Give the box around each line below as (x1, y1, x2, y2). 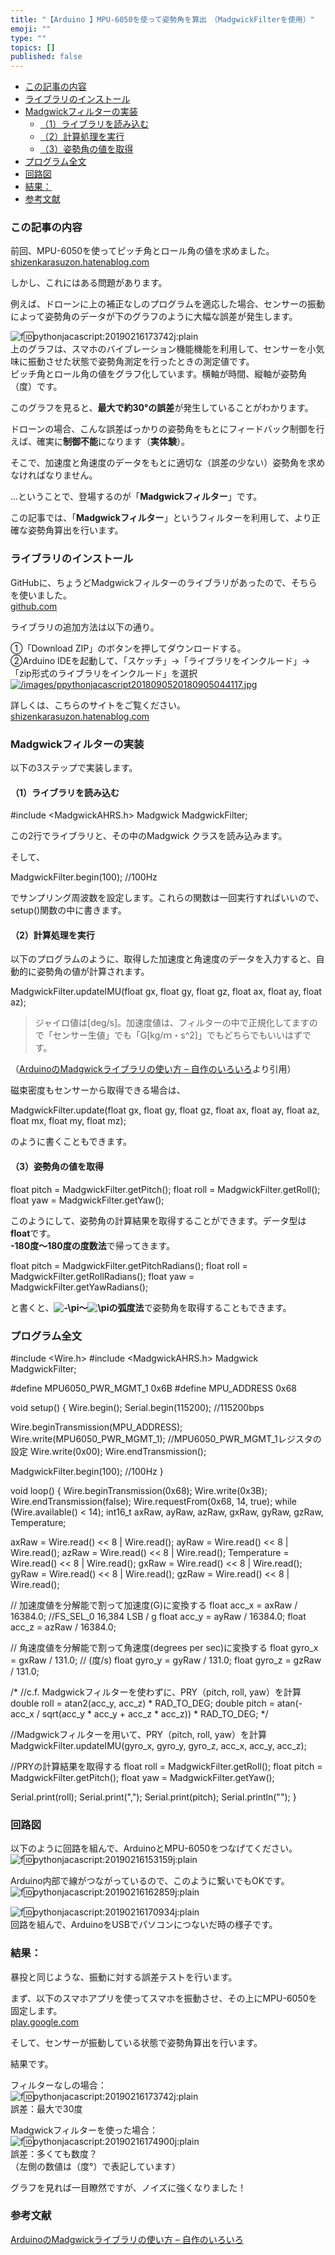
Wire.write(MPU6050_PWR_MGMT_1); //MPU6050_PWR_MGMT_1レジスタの (10, 1432, 322, 1445)
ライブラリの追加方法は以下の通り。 (10, 621, 160, 633)
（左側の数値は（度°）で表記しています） (10, 2160, 181, 2172)
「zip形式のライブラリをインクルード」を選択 (10, 667, 198, 679)
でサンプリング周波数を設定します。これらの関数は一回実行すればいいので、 (10, 892, 325, 904)
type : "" (10, 33, 47, 43)
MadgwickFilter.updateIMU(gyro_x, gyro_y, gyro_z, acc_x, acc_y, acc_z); (10, 1739, 307, 1751)
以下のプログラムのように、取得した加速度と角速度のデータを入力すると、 (10, 953, 317, 965)
